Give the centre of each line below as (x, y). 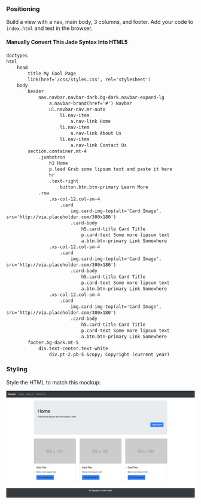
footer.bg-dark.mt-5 (53, 343)
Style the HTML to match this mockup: (54, 382)
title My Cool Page (52, 74)
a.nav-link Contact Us (99, 145)
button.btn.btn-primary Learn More (104, 187)
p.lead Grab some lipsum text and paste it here (110, 169)
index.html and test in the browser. (49, 28)
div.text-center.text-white (73, 349)
